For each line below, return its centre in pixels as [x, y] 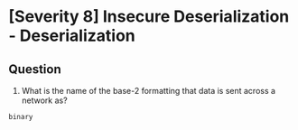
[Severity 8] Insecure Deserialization [149, 17]
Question [35, 69]
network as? [45, 100]
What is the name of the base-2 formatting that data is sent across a [149, 91]
